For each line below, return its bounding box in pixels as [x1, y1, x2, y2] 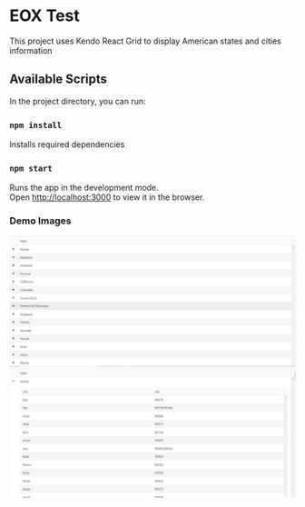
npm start [9, 163, 53, 174]
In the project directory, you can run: [9, 95, 146, 106]
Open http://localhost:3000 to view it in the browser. [9, 192, 205, 203]
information [9, 45, 53, 55]
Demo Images [9, 214, 72, 227]
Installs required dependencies [9, 139, 125, 150]
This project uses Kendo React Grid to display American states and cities [9, 35, 281, 46]
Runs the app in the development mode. [9, 183, 159, 194]
